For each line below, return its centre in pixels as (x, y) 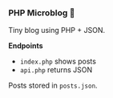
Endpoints (26, 46)
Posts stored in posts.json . (53, 86)
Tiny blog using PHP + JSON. (57, 31)
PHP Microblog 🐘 (42, 13)
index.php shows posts (58, 61)
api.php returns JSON (56, 70)
